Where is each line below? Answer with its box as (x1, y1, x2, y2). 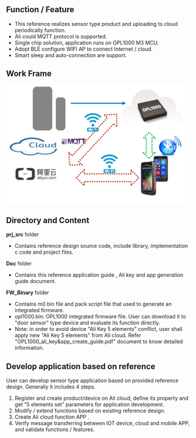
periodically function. (14, 26, 66, 34)
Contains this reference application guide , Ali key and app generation (14, 271, 184, 278)
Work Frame (6, 69, 52, 79)
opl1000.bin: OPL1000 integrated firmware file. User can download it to (14, 313, 187, 320)
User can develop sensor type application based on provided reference (6, 377, 179, 384)
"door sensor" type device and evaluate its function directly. (14, 319, 160, 326)
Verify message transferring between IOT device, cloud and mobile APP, (14, 420, 190, 427)
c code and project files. (14, 248, 74, 255)
